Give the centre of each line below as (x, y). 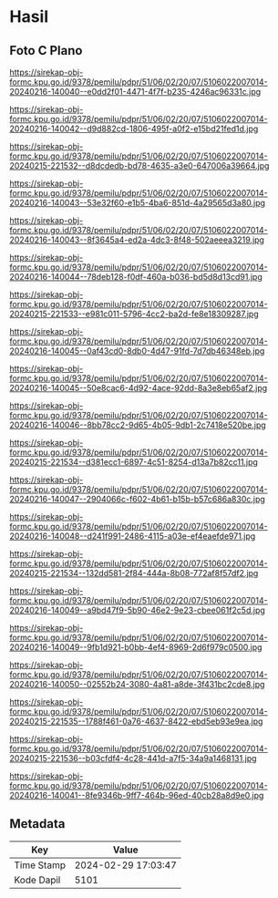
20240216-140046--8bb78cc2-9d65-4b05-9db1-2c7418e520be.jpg (138, 425)
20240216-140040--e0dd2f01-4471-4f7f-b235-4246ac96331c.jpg (135, 92)
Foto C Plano (46, 51)
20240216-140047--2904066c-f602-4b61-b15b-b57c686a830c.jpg (138, 499)
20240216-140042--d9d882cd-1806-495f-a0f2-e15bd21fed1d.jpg (134, 129)
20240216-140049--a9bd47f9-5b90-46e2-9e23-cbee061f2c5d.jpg (138, 610)
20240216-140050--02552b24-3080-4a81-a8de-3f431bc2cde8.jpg (137, 684)
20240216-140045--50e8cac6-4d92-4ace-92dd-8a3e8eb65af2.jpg (139, 388)
